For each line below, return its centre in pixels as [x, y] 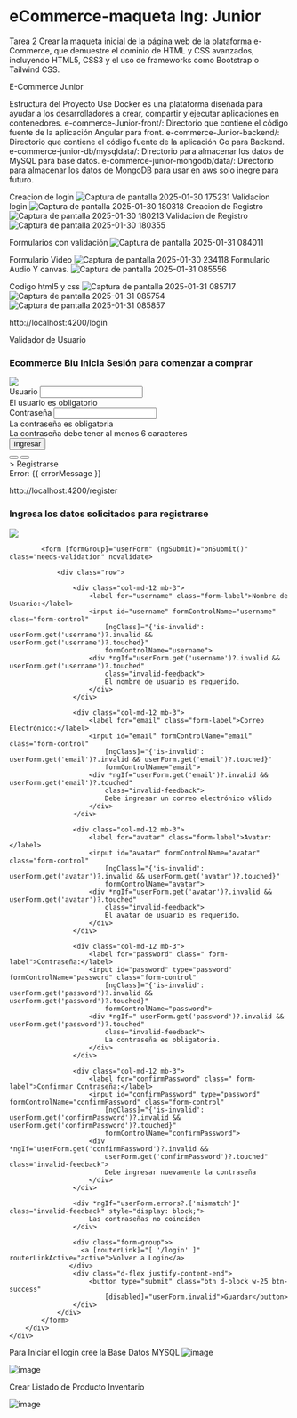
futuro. [21, 179]
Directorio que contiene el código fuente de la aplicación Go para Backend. [147, 142]
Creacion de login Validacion [140, 197]
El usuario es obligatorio [53, 403]
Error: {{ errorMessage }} [56, 474]
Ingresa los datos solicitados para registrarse [109, 514]
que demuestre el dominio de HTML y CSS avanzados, [154, 50]
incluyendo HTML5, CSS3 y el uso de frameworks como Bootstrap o [134, 60]
